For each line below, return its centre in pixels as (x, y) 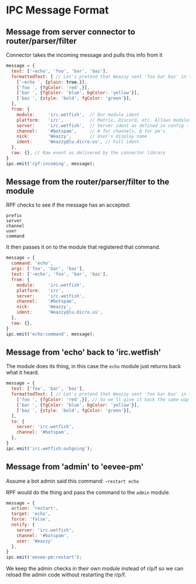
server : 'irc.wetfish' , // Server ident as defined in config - (103, 126)
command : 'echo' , (32, 263)
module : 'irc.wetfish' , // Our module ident (78, 115)
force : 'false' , (31, 519)
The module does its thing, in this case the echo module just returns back (94, 366)
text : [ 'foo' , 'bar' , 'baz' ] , (48, 389)
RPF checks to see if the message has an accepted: (68, 205)
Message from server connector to (71, 32)
